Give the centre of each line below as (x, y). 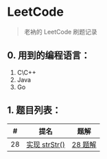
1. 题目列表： (34, 110)
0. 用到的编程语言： (49, 56)
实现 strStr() (46, 145)
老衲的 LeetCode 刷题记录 (60, 32)
